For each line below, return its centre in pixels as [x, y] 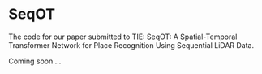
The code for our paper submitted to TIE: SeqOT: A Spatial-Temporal [123, 37]
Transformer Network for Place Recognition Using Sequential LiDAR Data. [131, 45]
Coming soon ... [35, 61]
